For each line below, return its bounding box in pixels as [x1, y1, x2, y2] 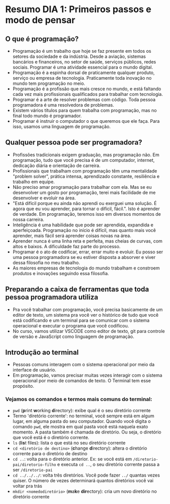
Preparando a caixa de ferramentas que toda [5, 285, 149, 294]
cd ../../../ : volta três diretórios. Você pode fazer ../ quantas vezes [12, 472, 160, 478]
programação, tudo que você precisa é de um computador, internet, [12, 157, 155, 163]
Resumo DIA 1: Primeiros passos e [5, 4, 151, 15]
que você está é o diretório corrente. [12, 434, 90, 440]
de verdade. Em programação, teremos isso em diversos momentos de [12, 211, 161, 217]
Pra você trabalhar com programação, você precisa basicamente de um [12, 306, 163, 313]
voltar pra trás [12, 483, 42, 489]
